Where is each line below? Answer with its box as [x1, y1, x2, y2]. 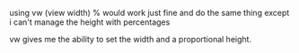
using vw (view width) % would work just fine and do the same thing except [9, 8, 290, 18]
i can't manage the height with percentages [9, 17, 171, 27]
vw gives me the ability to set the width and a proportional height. [9, 34, 252, 44]
